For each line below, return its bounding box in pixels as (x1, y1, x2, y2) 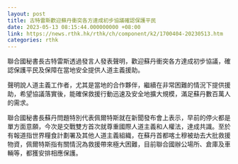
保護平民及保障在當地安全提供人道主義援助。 (13, 66, 144, 74)
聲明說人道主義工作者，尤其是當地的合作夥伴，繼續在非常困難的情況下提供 (7, 81, 225, 89)
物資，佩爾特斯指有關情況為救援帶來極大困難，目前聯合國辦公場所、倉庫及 (7, 140, 225, 148)
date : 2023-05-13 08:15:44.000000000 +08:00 (7, 23, 141, 30)
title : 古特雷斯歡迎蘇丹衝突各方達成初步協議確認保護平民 (7, 17, 157, 24)
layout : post (7, 10, 46, 18)
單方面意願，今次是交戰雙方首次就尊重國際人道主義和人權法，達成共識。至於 (7, 122, 231, 131)
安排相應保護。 (38, 149, 82, 158)
